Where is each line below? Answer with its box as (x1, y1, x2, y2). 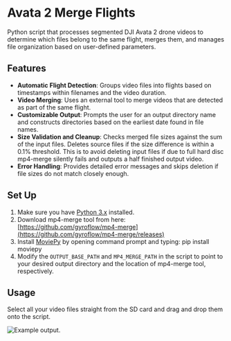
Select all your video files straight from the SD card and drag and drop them (7, 305, 223, 313)
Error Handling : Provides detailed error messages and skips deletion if (17, 161, 219, 170)
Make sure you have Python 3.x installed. (17, 208, 135, 216)
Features (7, 62, 46, 74)
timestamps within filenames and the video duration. (17, 88, 167, 96)
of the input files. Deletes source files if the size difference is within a (17, 140, 214, 148)
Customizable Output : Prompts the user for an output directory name (17, 110, 216, 119)
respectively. (17, 267, 54, 275)
